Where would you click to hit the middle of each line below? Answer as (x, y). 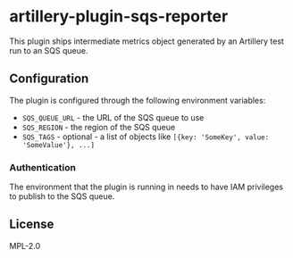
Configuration (49, 79)
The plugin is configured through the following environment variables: (138, 100)
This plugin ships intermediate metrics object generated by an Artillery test (146, 41)
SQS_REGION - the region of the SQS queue (99, 127)
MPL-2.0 (25, 246)
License (32, 225)
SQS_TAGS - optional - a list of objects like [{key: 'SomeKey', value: (146, 137)
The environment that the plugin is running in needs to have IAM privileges (146, 187)
